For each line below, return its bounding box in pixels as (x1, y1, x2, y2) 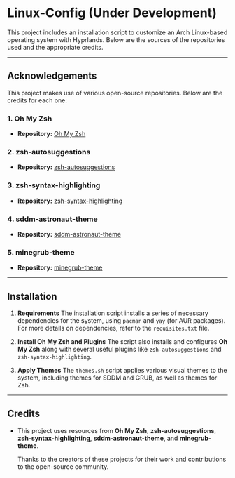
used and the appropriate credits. (7, 43, 104, 51)
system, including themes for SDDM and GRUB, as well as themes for (17, 373, 218, 382)
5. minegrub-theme (7, 247, 75, 257)
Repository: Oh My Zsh (17, 130, 86, 138)
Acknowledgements (7, 70, 97, 82)
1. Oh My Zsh (7, 114, 52, 124)
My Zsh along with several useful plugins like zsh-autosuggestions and (17, 345, 222, 354)
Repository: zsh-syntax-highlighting (17, 197, 123, 205)
